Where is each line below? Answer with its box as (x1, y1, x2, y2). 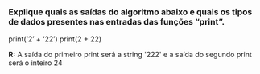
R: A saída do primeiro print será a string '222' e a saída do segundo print (8, 50, 252, 60)
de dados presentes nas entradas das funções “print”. (8, 16, 225, 27)
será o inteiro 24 (8, 58, 63, 68)
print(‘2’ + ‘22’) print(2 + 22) (8, 34, 102, 44)
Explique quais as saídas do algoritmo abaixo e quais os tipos (8, 6, 253, 18)
